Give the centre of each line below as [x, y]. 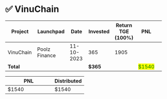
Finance [46, 55]
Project [20, 31]
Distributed [68, 81]
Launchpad [51, 31]
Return [124, 25]
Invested [99, 31]
